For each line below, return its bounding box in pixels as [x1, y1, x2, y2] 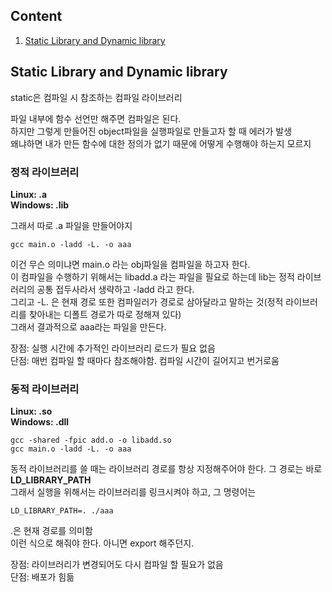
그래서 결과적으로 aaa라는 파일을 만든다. [10, 320, 167, 333]
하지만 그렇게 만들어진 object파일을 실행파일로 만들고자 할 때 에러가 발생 [10, 125, 293, 137]
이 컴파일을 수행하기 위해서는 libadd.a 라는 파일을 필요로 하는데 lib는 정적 [10, 270, 295, 283]
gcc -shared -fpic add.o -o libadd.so [10, 435, 172, 446]
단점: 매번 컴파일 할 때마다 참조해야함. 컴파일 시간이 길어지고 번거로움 [10, 354, 280, 366]
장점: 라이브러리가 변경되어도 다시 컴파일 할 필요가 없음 [10, 559, 224, 571]
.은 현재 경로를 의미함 [10, 525, 93, 537]
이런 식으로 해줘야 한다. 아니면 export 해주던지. [10, 537, 195, 549]
